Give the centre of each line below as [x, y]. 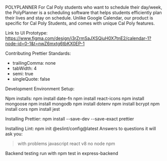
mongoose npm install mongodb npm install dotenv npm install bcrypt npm [82, 104]
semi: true [23, 74]
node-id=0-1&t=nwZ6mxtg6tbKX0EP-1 [45, 44]
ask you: [14, 134]
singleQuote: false [31, 79]
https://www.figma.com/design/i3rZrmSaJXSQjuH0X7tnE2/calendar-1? [78, 38]
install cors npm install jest [33, 109]
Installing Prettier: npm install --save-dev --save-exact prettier [70, 119]
